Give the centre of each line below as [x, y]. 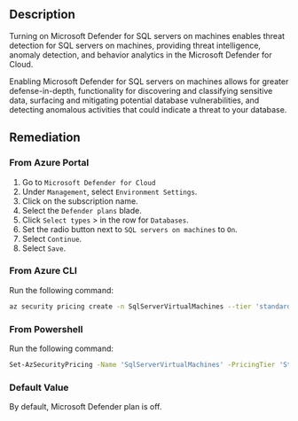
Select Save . [44, 248]
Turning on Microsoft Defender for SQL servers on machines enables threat [147, 35]
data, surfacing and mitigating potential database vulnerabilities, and [134, 100]
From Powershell [46, 329]
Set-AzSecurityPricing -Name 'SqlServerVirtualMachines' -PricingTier [142, 364]
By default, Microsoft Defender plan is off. [86, 407]
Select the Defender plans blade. [82, 210]
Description [42, 15]
